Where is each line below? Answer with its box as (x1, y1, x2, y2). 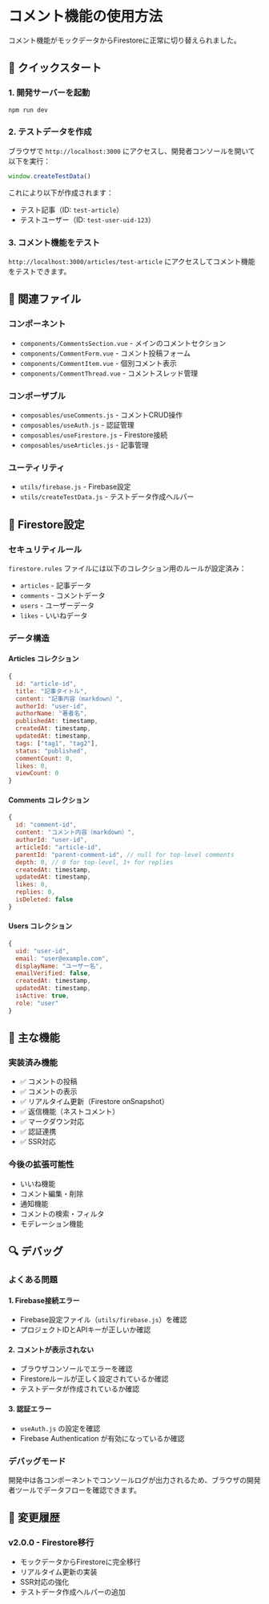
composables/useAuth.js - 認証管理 (19, 420, 134, 429)
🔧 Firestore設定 (8, 518, 85, 531)
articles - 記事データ (19, 580, 92, 590)
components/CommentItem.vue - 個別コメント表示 (19, 358, 178, 367)
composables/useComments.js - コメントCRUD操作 (19, 410, 183, 420)
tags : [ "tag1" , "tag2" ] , (15, 739, 98, 747)
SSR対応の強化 (19, 1577, 70, 1586)
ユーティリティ (8, 462, 66, 473)
